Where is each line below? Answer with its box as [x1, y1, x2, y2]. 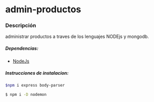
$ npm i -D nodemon [5, 92, 47, 97]
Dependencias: [5, 45, 39, 52]
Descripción [5, 22, 37, 29]
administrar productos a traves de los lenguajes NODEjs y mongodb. [5, 33, 149, 39]
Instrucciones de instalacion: [5, 70, 69, 76]
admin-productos [5, 4, 82, 15]
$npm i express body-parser [5, 83, 65, 88]
